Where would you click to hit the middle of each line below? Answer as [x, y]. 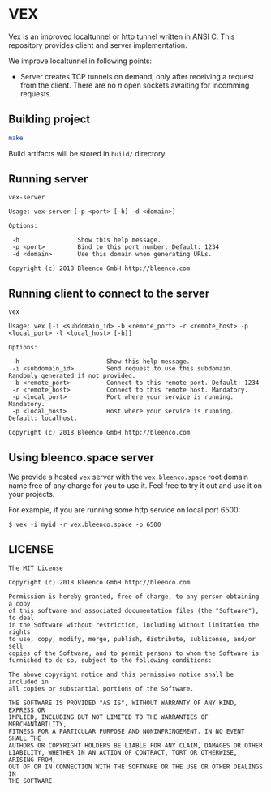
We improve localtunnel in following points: [80, 61]
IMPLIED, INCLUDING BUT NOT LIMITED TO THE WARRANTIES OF [108, 717]
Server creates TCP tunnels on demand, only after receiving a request [137, 76]
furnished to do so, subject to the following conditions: [110, 660]
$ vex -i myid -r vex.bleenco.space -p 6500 [85, 525]
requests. [36, 93]
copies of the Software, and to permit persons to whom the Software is [134, 653]
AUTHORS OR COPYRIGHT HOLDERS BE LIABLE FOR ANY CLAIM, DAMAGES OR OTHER [136, 745]
